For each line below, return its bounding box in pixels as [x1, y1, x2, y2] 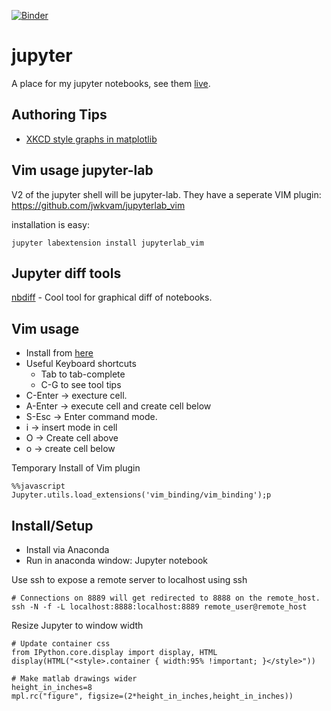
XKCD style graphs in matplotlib [25, 133, 158, 145]
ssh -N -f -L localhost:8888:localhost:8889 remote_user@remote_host [11, 602, 308, 612]
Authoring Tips [11, 106, 108, 124]
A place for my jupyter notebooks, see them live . [11, 77, 211, 89]
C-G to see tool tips [40, 379, 122, 391]
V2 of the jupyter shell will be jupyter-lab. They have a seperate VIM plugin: [11, 188, 322, 200]
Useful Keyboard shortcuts [25, 358, 137, 370]
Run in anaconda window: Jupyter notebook [25, 555, 208, 566]
